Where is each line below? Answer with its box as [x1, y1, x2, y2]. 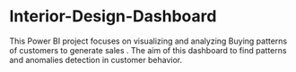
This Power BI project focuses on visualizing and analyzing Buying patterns [9, 36, 288, 46]
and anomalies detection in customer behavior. [9, 54, 182, 65]
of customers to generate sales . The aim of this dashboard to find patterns [9, 44, 287, 55]
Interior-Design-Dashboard [9, 6, 217, 27]
